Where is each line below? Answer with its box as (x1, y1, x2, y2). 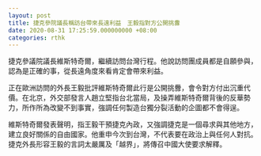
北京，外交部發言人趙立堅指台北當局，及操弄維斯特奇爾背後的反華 (28, 93, 244, 103)
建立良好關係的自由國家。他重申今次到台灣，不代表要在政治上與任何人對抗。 (8, 130, 258, 139)
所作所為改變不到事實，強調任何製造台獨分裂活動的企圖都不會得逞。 (21, 103, 244, 112)
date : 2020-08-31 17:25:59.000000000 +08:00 (8, 26, 157, 34)
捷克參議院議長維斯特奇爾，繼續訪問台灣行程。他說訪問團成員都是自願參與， (8, 56, 258, 66)
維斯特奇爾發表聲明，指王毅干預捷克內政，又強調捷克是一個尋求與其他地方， (8, 120, 258, 129)
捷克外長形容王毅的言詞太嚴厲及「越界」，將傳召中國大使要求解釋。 (8, 139, 227, 149)
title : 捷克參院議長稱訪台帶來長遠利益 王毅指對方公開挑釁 (8, 19, 180, 27)
